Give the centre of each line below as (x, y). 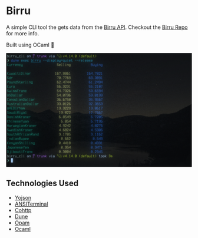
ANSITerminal (31, 204)
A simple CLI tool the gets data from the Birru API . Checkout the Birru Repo (97, 27)
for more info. (23, 33)
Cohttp (23, 210)
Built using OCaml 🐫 (30, 45)
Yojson (23, 197)
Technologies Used (42, 184)
